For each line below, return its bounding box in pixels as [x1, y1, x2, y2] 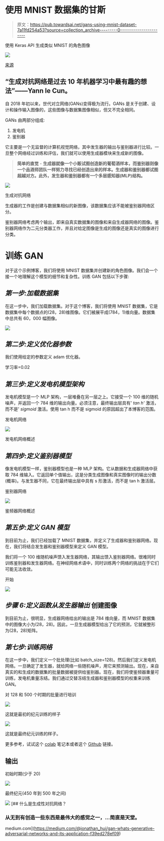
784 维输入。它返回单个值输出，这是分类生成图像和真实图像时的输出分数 [10, 472, 157, 477]
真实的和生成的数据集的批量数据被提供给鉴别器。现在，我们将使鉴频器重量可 [5, 669, 159, 675]
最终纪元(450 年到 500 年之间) [5, 790, 67, 797]
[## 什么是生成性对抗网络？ [11, 801, 67, 807]
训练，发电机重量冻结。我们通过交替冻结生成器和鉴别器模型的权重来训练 [5, 675, 150, 681]
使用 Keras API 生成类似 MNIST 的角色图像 [5, 42, 90, 48]
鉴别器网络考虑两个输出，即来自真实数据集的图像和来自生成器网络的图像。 [5, 219, 155, 225]
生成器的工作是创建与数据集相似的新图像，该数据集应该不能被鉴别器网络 [5, 202, 150, 208]
